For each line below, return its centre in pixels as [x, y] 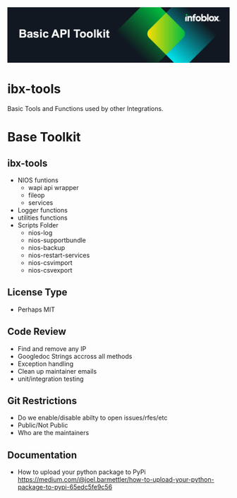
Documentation [42, 455]
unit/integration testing [50, 379]
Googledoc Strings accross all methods [75, 356]
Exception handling [45, 364]
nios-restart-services [59, 255]
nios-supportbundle [57, 240]
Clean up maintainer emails [57, 371]
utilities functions [43, 218]
